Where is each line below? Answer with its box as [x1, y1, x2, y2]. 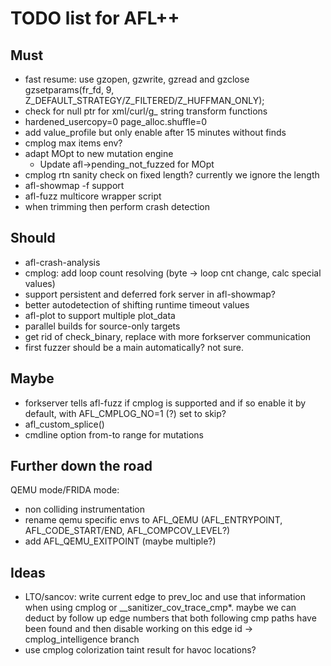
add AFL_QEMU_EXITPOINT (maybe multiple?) [24, 535, 217, 547]
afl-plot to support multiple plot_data [24, 309, 176, 321]
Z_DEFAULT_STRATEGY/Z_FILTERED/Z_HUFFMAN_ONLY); [24, 95, 265, 106]
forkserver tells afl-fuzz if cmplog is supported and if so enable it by [24, 397, 307, 409]
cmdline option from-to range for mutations [24, 428, 204, 441]
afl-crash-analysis [24, 256, 101, 268]
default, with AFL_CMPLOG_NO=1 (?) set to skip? [24, 407, 227, 419]
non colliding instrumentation [24, 503, 146, 516]
